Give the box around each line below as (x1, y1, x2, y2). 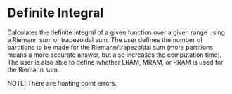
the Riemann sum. (7, 65, 60, 74)
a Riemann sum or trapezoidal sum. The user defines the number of (7, 35, 203, 43)
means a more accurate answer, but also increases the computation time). (7, 51, 222, 59)
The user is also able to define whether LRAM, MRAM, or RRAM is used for (7, 58, 224, 66)
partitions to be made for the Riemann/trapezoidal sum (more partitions (7, 43, 213, 51)
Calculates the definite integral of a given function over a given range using (7, 28, 226, 36)
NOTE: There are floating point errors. (7, 79, 117, 87)
